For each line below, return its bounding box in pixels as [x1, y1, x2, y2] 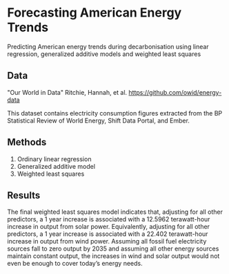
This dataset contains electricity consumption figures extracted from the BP [7, 109, 223, 117]
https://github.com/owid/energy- [128, 88, 222, 96]
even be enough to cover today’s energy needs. [7, 259, 143, 268]
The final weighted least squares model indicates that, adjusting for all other [7, 208, 223, 216]
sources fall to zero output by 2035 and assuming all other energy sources [7, 244, 219, 253]
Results [7, 189, 41, 201]
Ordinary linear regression [17, 154, 92, 163]
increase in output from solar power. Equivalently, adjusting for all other [7, 223, 210, 231]
